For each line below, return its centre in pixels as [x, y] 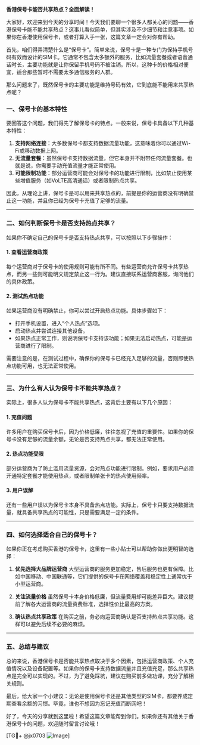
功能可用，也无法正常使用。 [45, 366]
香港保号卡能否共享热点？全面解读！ [51, 9]
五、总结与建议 [28, 647]
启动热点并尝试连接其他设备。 [51, 331]
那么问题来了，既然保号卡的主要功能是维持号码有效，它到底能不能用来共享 [97, 85]
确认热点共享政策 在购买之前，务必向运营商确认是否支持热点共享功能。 [101, 617]
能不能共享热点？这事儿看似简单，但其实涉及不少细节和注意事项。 [107, 30]
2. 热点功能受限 [25, 454]
